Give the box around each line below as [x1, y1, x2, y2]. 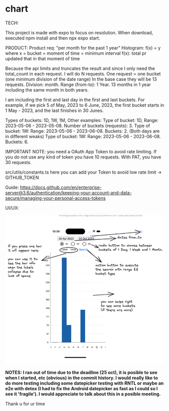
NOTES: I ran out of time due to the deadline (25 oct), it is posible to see [5, 369, 158, 375]
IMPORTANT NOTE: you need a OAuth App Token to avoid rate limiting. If [5, 148, 157, 154]
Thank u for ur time [5, 400, 45, 406]
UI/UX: [5, 204, 19, 211]
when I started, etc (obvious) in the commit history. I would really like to [5, 375, 158, 381]
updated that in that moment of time [5, 55, 80, 61]
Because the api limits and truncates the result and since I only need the [5, 65, 155, 71]
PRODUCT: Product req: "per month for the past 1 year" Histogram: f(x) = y [5, 45, 161, 51]
